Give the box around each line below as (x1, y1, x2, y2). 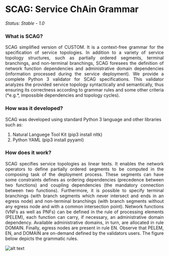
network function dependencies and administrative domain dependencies (5, 65, 164, 71)
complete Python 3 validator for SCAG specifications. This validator (5, 76, 164, 82)
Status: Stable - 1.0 (5, 20, 45, 26)
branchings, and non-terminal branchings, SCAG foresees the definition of (5, 60, 164, 66)
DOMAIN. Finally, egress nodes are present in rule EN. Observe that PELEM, (5, 225, 164, 231)
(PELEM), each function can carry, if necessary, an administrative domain (5, 214, 164, 220)
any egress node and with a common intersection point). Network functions (5, 203, 164, 209)
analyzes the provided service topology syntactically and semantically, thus (5, 81, 164, 88)
